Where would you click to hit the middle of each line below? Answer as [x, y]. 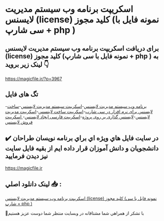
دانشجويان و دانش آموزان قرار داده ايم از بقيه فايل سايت [82, 149]
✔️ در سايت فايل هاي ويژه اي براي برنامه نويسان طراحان [82, 138]
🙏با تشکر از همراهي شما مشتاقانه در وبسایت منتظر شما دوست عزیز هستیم [75, 213]
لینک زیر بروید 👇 [27, 65]
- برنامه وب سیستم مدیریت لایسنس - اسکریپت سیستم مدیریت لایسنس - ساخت [76, 106]
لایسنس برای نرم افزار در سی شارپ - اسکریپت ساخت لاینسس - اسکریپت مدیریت [79, 111]
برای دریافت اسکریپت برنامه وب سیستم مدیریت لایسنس [82, 48]
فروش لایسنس [19, 122]
